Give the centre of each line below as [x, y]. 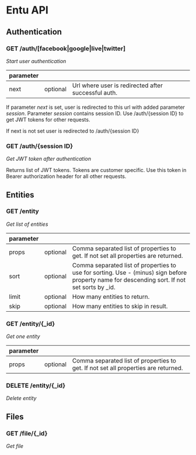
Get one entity [23, 336]
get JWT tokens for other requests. [48, 119]
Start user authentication [36, 61]
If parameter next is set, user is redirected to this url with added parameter [96, 107]
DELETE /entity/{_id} [36, 385]
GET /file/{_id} [27, 433]
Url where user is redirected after [118, 85]
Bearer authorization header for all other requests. [66, 177]
